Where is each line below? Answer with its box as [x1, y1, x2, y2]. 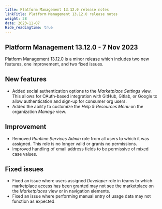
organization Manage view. [12, 109, 66, 114]
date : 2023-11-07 [5, 20, 40, 26]
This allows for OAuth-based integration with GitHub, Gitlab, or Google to [12, 93, 158, 99]
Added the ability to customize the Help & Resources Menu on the [12, 103, 144, 109]
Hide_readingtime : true [5, 25, 53, 30]
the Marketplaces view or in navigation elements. [12, 188, 110, 194]
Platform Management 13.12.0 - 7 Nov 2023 [5, 43, 138, 51]
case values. [12, 151, 38, 157]
